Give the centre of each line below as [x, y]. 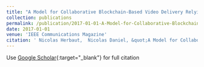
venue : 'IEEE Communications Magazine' [57, 35]
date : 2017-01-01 [28, 29]
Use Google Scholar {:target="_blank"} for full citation [73, 58]
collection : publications [39, 18]
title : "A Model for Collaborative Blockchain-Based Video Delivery [95, 12]
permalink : [20, 23]
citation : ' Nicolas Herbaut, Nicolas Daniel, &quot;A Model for [92, 40]
